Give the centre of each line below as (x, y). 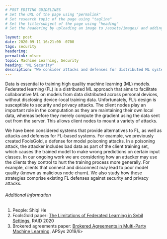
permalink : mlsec (23, 56)
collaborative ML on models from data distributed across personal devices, (82, 95)
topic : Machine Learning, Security (42, 60)
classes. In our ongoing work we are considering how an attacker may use (81, 157)
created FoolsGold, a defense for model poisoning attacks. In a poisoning (80, 141)
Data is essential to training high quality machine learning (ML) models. (78, 84)
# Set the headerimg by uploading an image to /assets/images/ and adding (84, 28)
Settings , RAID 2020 (33, 221)
